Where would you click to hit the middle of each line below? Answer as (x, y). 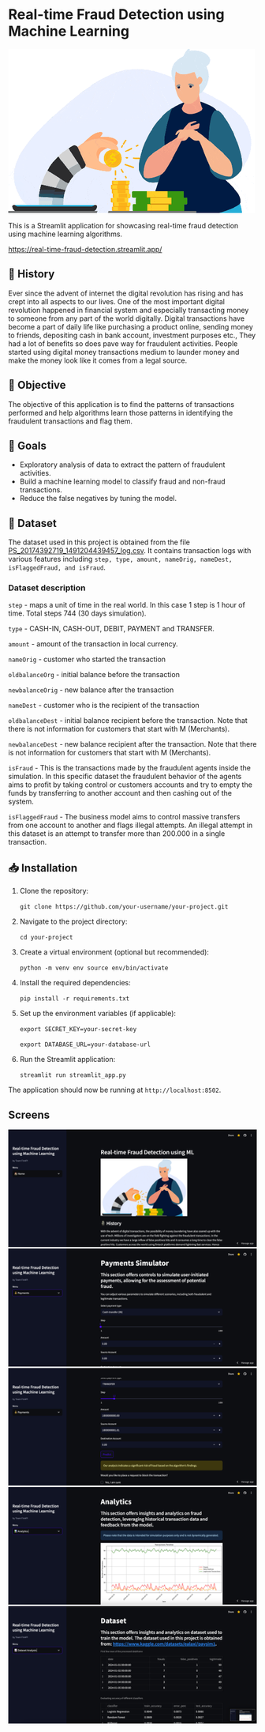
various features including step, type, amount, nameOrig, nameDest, (120, 559)
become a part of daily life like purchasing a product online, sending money (131, 326)
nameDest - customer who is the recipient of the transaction (104, 706)
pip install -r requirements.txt (75, 999)
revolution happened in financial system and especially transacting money (129, 310)
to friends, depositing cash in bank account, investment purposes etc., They (132, 335)
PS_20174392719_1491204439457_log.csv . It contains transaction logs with (130, 551)
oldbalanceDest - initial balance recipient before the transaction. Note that (128, 721)
